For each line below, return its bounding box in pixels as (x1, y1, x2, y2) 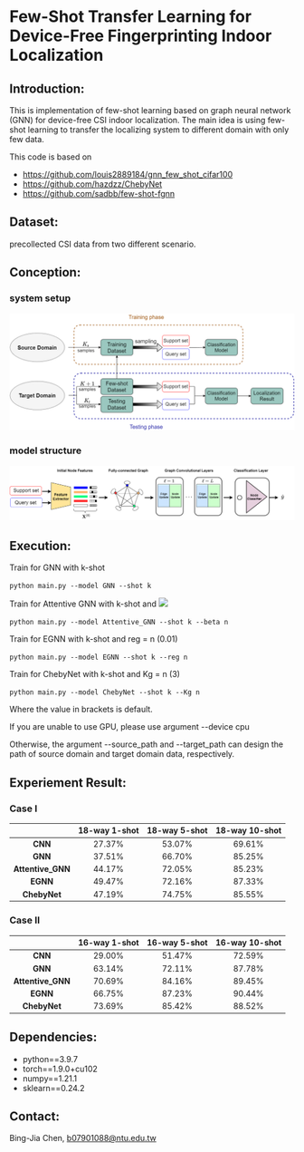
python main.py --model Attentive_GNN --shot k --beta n (9, 618, 229, 627)
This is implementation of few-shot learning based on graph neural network (9, 105, 291, 115)
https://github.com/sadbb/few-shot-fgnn (22, 189, 176, 198)
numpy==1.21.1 (22, 1072, 78, 1084)
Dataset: (9, 215, 59, 230)
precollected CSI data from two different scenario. (9, 238, 196, 249)
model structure (9, 444, 82, 457)
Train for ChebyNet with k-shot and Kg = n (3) (9, 669, 181, 680)
